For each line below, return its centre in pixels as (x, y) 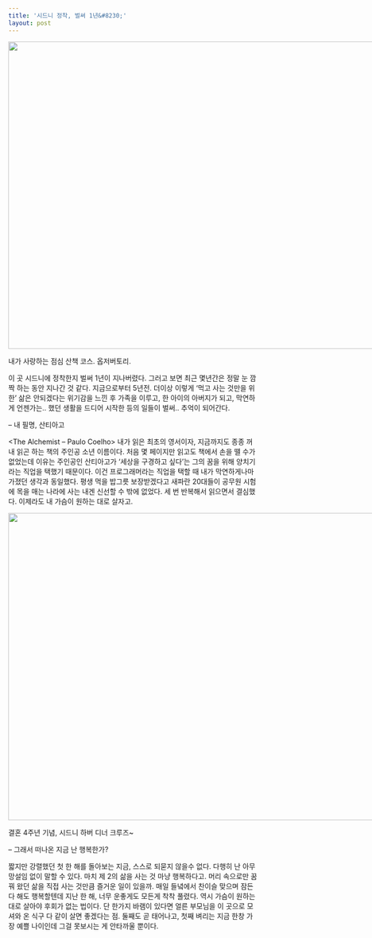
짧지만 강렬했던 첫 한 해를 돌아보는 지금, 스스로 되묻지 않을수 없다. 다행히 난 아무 (132, 866)
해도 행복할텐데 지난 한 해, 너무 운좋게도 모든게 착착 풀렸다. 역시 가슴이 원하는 (136, 896)
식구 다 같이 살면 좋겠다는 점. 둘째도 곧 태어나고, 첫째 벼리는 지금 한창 (138, 916)
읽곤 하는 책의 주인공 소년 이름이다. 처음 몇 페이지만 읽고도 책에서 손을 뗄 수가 (136, 451)
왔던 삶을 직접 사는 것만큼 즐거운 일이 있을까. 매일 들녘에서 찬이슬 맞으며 (128, 886)
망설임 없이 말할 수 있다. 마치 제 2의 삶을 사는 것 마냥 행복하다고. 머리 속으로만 (128, 876)
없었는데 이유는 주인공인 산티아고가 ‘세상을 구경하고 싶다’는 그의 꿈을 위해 (121, 461)
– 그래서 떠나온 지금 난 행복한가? (58, 849)
